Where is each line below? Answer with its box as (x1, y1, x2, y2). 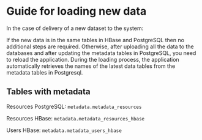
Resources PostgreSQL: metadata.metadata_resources (6, 103, 142, 110)
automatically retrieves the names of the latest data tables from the (6, 62, 176, 70)
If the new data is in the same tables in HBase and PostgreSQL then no (6, 36, 185, 43)
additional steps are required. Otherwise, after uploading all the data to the (6, 43, 194, 50)
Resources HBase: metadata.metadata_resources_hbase (6, 114, 145, 122)
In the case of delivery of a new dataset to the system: (6, 24, 144, 32)
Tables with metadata (6, 87, 91, 97)
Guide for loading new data (6, 4, 147, 18)
